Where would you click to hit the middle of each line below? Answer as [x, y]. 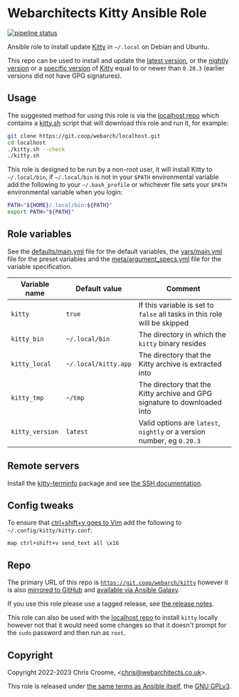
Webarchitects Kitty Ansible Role [107, 13]
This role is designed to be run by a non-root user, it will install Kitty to [110, 170]
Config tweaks [41, 505]
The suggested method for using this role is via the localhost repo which [113, 115]
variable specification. [40, 266]
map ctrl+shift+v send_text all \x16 [63, 544]
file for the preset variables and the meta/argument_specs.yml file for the [115, 259]
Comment [183, 288]
